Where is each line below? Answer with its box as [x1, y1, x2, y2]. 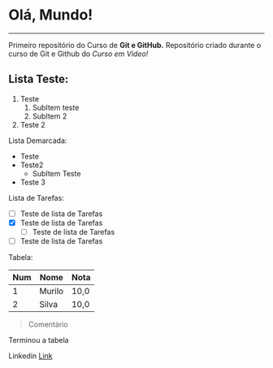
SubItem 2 [32, 111, 67, 121]
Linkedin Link [8, 351, 53, 361]
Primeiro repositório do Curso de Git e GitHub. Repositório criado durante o [8, 40, 262, 50]
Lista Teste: [8, 72, 69, 86]
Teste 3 [19, 177, 46, 187]
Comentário [28, 319, 68, 329]
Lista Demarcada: [8, 136, 67, 145]
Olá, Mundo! [8, 6, 93, 24]
